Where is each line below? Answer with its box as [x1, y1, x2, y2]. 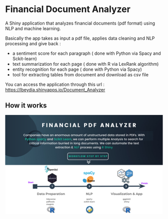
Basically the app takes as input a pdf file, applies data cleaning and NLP [5, 35, 155, 41]
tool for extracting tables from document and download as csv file [12, 71, 149, 77]
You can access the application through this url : [5, 81, 105, 87]
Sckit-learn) [12, 55, 37, 61]
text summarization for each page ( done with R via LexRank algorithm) [12, 61, 159, 67]
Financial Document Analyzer [5, 4, 131, 15]
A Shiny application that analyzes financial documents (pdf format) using [5, 20, 155, 26]
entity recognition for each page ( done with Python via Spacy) [12, 66, 142, 72]
